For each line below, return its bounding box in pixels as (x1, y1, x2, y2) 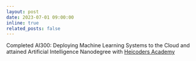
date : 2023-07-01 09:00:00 (6, 14, 74, 20)
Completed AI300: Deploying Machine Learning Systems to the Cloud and (6, 42, 190, 49)
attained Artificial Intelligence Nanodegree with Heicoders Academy (6, 48, 175, 56)
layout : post (6, 8, 39, 15)
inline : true (6, 20, 39, 26)
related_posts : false (6, 25, 61, 32)
